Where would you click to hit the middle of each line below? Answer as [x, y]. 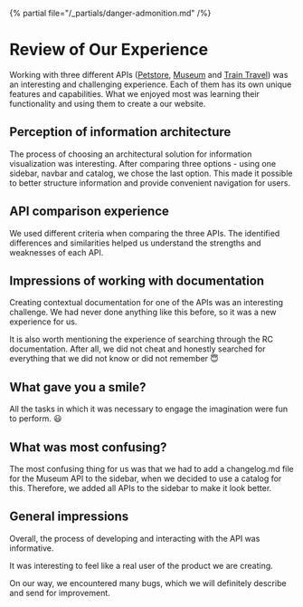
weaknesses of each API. [57, 252]
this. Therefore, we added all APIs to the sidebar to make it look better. [141, 488]
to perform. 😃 [36, 419]
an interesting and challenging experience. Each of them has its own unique [151, 84]
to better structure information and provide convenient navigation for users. [150, 183]
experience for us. [43, 322]
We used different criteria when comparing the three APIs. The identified [145, 233]
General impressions [69, 517]
